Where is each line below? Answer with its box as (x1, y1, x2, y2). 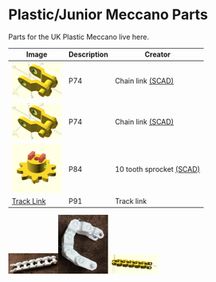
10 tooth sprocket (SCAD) (115, 164, 201, 173)
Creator (144, 50, 171, 59)
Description (69, 50, 109, 59)
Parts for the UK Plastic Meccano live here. (8, 32, 150, 42)
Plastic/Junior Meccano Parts (8, 6, 209, 24)
